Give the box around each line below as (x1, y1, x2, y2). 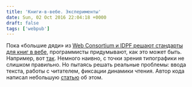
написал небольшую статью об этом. (6, 74, 103, 81)
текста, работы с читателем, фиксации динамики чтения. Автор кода (6, 67, 185, 75)
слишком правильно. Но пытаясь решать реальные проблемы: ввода (6, 61, 187, 68)
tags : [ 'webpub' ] (6, 25, 50, 32)
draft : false (6, 20, 39, 26)
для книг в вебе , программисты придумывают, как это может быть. (6, 49, 182, 56)
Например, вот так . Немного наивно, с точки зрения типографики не (6, 55, 185, 62)
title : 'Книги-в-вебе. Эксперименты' (6, 8, 101, 15)
